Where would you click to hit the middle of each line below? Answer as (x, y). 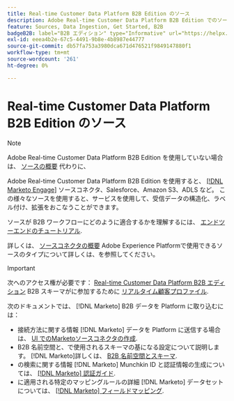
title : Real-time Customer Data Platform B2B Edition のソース (99, 14)
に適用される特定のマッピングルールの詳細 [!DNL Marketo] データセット (120, 381)
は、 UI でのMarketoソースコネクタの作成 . (77, 338)
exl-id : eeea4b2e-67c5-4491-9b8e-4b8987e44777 (76, 40)
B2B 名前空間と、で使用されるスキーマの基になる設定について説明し (115, 347)
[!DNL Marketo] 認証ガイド (76, 373)
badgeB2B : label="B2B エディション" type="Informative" (87, 33)
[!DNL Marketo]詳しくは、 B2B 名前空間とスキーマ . (104, 356)
